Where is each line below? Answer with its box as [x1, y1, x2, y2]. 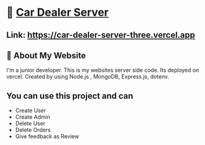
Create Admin [15, 113, 50, 121]
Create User [15, 107, 47, 115]
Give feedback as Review [15, 133, 80, 140]
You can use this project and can [6, 91, 133, 101]
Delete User [15, 120, 46, 127]
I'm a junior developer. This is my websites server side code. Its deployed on [6, 66, 199, 74]
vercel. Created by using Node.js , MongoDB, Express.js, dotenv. [6, 73, 170, 80]
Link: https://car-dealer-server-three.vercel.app [6, 30, 196, 40]
